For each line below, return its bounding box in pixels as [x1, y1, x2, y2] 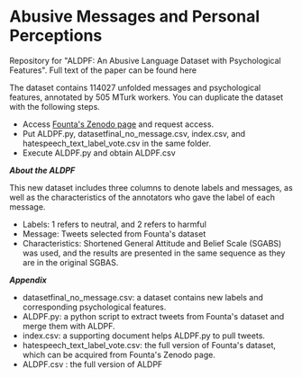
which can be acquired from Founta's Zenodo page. [22, 349, 216, 360]
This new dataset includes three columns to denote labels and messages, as [9, 182, 293, 193]
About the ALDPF [9, 165, 76, 175]
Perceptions [9, 25, 103, 46]
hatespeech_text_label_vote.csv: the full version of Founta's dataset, [22, 339, 277, 350]
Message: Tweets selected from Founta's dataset [22, 228, 206, 239]
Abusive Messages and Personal [9, 6, 261, 27]
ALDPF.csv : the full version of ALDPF [22, 358, 163, 370]
